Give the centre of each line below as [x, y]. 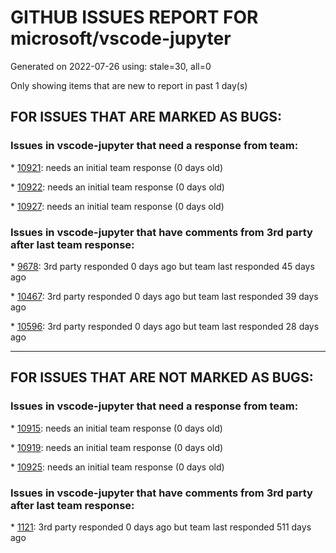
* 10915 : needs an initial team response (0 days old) [116, 428]
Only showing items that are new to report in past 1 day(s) [129, 85]
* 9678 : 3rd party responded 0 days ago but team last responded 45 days [162, 266]
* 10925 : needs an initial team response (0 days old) [117, 467]
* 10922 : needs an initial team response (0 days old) [117, 187]
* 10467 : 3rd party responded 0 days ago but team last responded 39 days [164, 296]
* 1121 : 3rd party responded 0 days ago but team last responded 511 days [161, 527]
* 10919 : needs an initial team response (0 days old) [117, 447]
